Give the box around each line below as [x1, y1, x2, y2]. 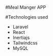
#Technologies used [5, 14, 48, 20]
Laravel [12, 24, 29, 30]
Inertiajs [12, 35, 30, 40]
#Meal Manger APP [5, 5, 46, 10]
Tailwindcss [12, 40, 38, 46]
